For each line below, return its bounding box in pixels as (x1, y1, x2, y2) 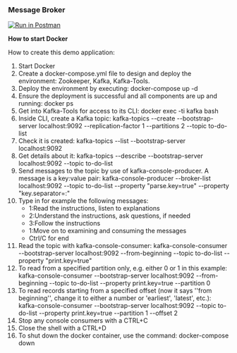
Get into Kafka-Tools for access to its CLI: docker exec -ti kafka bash (18, 107, 219, 116)
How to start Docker (8, 35, 68, 43)
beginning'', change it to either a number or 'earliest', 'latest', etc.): (18, 294, 212, 302)
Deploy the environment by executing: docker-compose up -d (18, 85, 198, 93)
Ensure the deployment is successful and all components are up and (18, 92, 218, 100)
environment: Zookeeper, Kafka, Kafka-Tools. (18, 77, 150, 85)
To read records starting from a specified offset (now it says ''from (18, 287, 212, 295)
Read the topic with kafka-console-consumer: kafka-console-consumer (18, 242, 228, 250)
